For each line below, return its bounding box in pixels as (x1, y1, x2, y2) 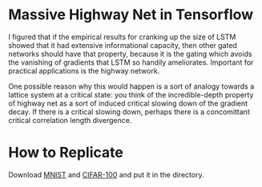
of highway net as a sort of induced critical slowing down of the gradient (8, 98, 248, 108)
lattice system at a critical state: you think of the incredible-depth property (8, 90, 254, 99)
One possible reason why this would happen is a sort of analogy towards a (8, 82, 255, 91)
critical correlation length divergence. (8, 115, 132, 125)
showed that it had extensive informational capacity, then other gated (8, 40, 238, 50)
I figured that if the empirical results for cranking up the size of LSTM (8, 32, 236, 42)
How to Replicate (8, 144, 124, 161)
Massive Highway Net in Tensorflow (8, 6, 254, 24)
